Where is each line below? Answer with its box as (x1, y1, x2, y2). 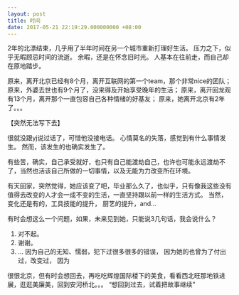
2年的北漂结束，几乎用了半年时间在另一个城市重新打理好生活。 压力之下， (7, 44, 225, 53)
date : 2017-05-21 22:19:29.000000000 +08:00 (7, 23, 142, 31)
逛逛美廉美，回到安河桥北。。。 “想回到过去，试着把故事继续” (19, 280, 196, 289)
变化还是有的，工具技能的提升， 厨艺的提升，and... (7, 200, 156, 208)
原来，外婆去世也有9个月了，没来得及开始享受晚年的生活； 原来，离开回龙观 (7, 86, 231, 95)
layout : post (7, 10, 46, 18)
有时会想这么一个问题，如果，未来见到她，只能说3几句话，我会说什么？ (7, 215, 217, 223)
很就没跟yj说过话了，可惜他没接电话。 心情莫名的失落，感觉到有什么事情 (7, 134, 221, 142)
